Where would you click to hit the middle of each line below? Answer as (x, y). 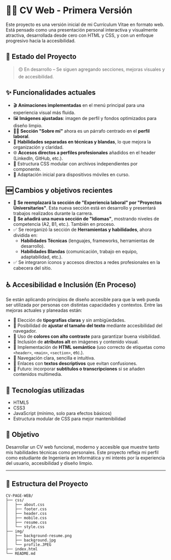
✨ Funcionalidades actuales (51, 93)
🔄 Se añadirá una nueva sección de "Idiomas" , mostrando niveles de (86, 219)
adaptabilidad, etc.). (42, 257)
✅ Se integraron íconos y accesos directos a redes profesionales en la (87, 262)
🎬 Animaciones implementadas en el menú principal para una (79, 105)
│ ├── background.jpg (31, 540)
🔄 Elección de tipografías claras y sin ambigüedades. (69, 320)
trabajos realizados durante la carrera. (53, 214)
